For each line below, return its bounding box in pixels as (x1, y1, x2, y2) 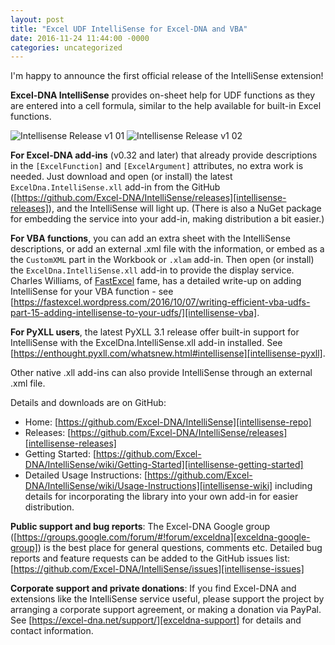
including (274, 480, 313, 492)
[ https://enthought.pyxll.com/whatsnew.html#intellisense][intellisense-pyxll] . (10, 347, 326, 360)
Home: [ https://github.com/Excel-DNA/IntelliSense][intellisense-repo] (24, 416, 312, 428)
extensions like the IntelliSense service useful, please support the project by (10, 593, 325, 605)
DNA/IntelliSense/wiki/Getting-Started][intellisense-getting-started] (24, 459, 304, 471)
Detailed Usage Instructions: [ (24, 469, 148, 481)
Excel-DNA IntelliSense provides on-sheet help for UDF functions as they (10, 89, 316, 101)
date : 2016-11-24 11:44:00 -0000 (10, 33, 150, 43)
